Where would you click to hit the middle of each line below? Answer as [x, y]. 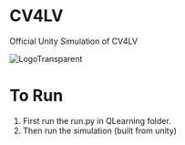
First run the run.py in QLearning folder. [97, 120]
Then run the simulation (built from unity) [100, 130]
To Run [36, 96]
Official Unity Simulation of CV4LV [74, 41]
